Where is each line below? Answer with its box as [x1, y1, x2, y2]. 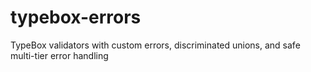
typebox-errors [10, 6, 142, 29]
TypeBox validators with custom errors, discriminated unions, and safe [10, 39, 301, 51]
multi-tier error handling [10, 49, 109, 61]
